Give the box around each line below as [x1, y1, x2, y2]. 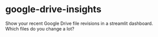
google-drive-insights [5, 4, 102, 15]
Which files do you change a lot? [5, 25, 74, 31]
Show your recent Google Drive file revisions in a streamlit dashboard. [5, 20, 153, 26]
